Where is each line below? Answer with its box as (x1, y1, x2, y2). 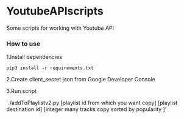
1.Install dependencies (6, 53, 63, 61)
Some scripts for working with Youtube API (6, 24, 115, 32)
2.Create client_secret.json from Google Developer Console (6, 76, 155, 83)
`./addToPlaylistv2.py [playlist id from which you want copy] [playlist (6, 99, 178, 107)
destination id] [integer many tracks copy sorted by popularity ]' (6, 106, 167, 113)
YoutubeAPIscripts (6, 4, 104, 18)
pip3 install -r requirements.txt (6, 65, 94, 71)
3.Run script (6, 87, 37, 95)
